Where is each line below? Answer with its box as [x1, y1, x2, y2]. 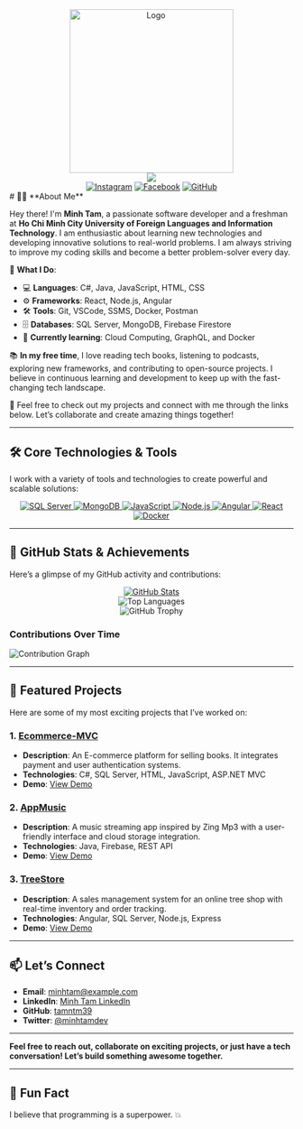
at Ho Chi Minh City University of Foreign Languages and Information [9, 218, 273, 228]
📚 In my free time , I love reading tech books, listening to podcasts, [9, 350, 260, 360]
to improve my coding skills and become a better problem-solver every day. [9, 247, 290, 257]
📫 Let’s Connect [9, 958, 106, 974]
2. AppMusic [9, 800, 67, 813]
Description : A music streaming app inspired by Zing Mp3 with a [22, 821, 263, 833]
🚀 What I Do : [9, 264, 57, 274]
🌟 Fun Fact [9, 1085, 69, 1100]
